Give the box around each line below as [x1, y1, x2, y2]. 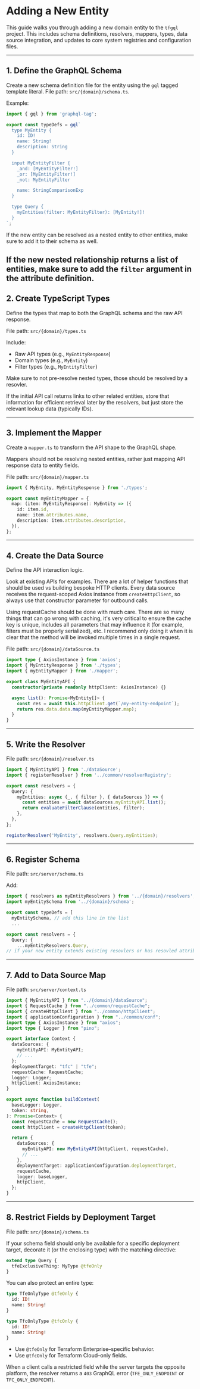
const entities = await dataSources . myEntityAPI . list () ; [21, 799, 167, 805]
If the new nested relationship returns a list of [6, 255, 179, 265]
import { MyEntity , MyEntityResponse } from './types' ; [6, 484, 148, 491]
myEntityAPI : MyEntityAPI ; [17, 1047, 84, 1053]
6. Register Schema [6, 855, 80, 865]
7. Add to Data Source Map [6, 970, 106, 980]
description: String [17, 144, 68, 150]
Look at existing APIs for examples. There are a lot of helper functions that [6, 578, 189, 585]
